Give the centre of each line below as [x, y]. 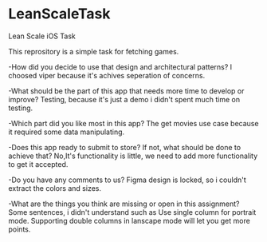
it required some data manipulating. [67, 132]
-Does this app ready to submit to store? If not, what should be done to [125, 147]
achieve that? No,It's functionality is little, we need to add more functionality [133, 156]
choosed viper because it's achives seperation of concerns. [107, 75]
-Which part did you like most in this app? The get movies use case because [133, 123]
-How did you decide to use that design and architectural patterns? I [120, 67]
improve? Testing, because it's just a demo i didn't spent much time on [124, 99]
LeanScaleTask [59, 14]
